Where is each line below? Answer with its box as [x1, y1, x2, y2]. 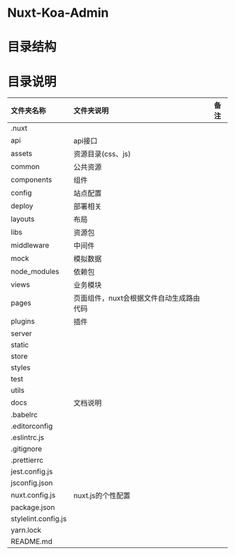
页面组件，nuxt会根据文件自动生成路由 [73, 294, 201, 303]
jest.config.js [10, 467, 53, 477]
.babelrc [10, 410, 38, 420]
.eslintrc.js [10, 433, 45, 442]
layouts [10, 215, 35, 224]
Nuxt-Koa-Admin [7, 5, 109, 21]
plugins [10, 317, 35, 326]
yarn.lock [10, 526, 42, 535]
